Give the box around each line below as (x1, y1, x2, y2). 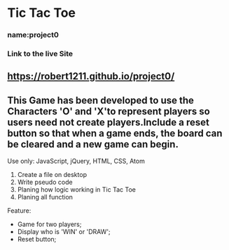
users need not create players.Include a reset (7, 116, 210, 128)
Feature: (7, 206, 32, 215)
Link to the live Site (7, 49, 74, 59)
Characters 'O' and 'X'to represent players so (7, 105, 210, 117)
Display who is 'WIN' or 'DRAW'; (17, 228, 111, 236)
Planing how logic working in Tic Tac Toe (17, 185, 137, 194)
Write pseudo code (17, 178, 73, 187)
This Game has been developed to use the (7, 94, 195, 106)
